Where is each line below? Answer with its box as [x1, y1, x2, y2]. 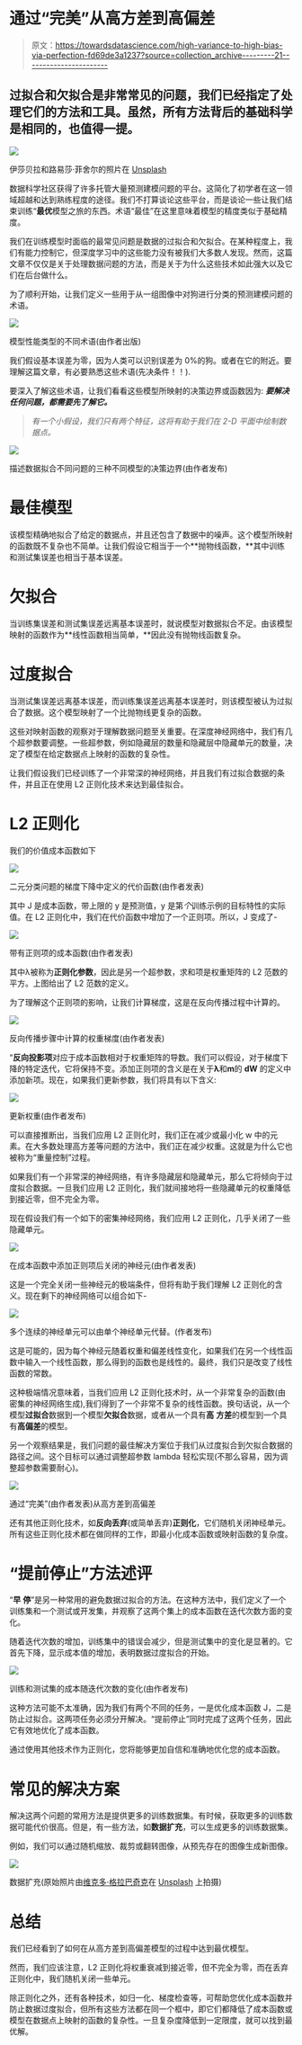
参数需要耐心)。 [24, 1462, 84, 1473]
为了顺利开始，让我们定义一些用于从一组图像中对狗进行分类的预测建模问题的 [9, 289, 293, 299]
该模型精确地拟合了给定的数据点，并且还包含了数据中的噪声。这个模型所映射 [9, 529, 293, 540]
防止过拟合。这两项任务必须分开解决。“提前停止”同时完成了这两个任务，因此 [9, 1714, 292, 1725]
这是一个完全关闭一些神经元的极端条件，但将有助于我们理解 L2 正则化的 [9, 1279, 276, 1290]
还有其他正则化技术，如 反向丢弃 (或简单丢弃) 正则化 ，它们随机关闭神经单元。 [9, 1517, 291, 1528]
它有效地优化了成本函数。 [9, 1725, 104, 1736]
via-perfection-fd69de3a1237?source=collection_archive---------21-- [31, 49, 290, 60]
